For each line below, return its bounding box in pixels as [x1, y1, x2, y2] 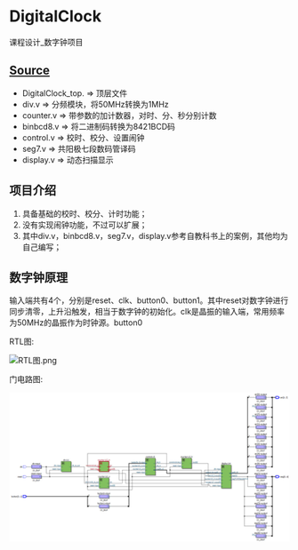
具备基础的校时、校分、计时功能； [21, 208, 148, 219]
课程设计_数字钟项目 [9, 36, 84, 47]
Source [9, 63, 51, 78]
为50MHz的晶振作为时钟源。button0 [9, 317, 143, 328]
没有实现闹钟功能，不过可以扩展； [21, 219, 148, 230]
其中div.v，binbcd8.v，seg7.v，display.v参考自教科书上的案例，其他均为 [21, 230, 288, 241]
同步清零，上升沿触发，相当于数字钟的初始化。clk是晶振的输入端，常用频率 [9, 307, 286, 317]
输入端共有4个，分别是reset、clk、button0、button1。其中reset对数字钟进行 [9, 295, 289, 306]
